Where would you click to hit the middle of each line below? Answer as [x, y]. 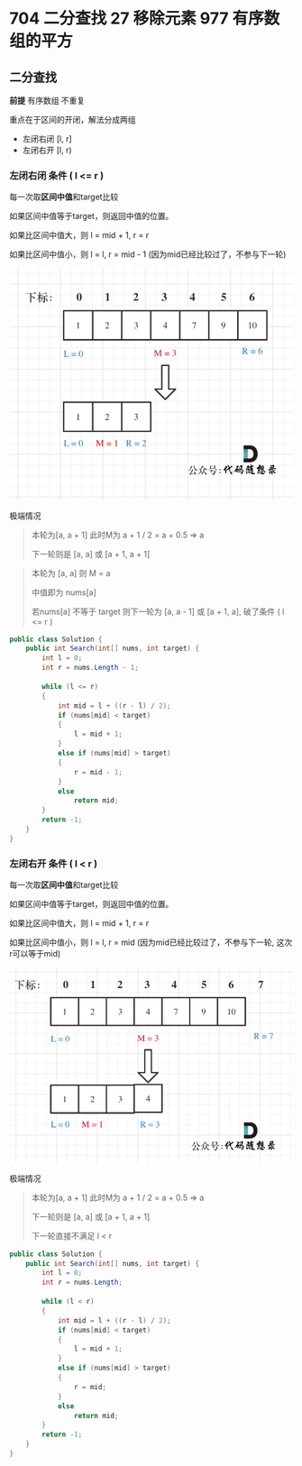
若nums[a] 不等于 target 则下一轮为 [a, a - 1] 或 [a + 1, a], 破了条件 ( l [158, 611]
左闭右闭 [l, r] [47, 139]
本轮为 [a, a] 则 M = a [71, 573]
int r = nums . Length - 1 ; [91, 668]
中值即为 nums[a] [64, 592]
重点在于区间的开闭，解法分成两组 [73, 119]
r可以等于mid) [35, 954]
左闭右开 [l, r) [47, 150]
